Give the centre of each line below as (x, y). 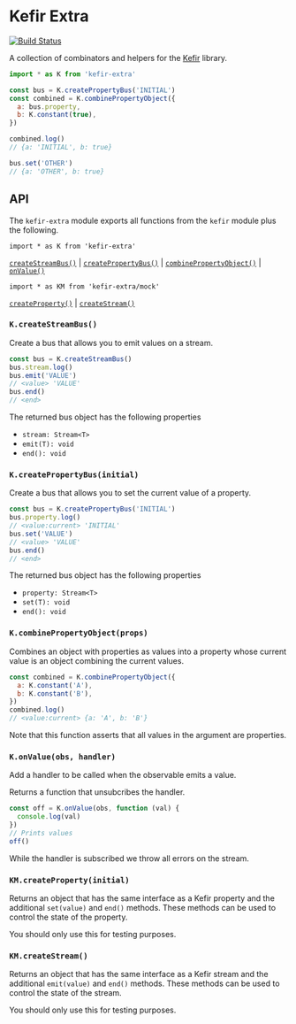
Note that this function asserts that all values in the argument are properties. (148, 735)
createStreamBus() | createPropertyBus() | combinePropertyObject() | (136, 262)
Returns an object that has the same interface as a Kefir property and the (142, 898)
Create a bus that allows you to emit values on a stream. (111, 343)
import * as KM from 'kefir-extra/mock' (85, 286)
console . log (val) (49, 817)
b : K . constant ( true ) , (57, 115)
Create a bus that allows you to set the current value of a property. (130, 493)
